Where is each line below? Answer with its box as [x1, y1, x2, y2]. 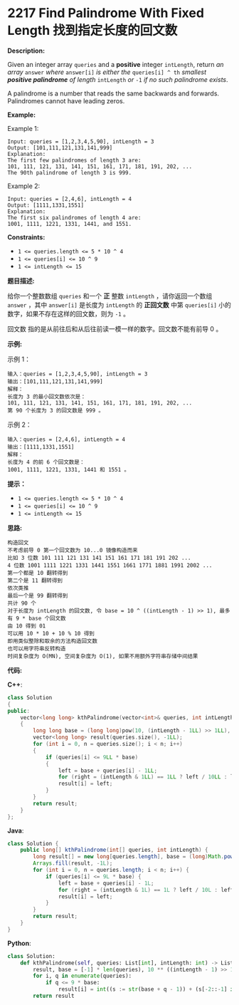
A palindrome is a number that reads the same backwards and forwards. [7, 89, 219, 98]
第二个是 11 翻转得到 [7, 577, 63, 584]
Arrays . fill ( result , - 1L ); [33, 860, 113, 867]
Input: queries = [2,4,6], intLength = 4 [7, 195, 132, 202]
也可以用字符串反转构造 [7, 645, 66, 652]
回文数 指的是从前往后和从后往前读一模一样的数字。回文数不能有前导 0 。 [7, 324, 223, 333]
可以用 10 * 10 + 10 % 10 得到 [7, 630, 95, 637]
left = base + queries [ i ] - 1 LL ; [58, 767, 158, 774]
